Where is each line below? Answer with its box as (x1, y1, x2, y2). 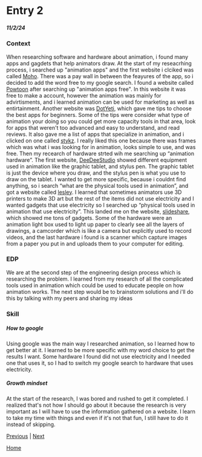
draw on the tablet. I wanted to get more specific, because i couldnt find (6, 175, 186, 182)
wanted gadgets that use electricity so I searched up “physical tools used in (6, 201, 195, 208)
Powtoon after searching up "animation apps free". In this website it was (6, 85, 186, 93)
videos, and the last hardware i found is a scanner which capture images (6, 233, 187, 241)
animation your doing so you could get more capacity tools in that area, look (6, 118, 196, 125)
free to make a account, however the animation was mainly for (6, 92, 161, 99)
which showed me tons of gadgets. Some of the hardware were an (6, 214, 172, 221)
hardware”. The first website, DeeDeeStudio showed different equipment (6, 156, 187, 164)
